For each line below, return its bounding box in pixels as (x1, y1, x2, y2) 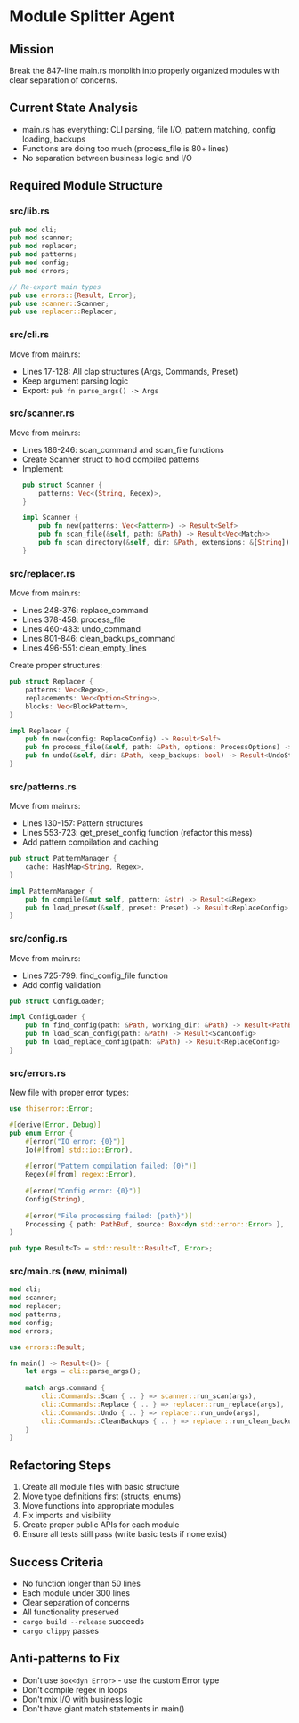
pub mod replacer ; (9, 242, 77, 251)
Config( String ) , (25, 1194, 86, 1203)
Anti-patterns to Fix (9, 1651, 121, 1666)
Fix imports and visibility (21, 1510, 112, 1521)
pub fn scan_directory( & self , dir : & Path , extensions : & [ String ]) (38, 538, 290, 547)
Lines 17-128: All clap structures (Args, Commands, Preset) (21, 366, 238, 376)
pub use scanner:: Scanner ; (9, 299, 109, 308)
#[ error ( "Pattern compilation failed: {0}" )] (25, 1161, 198, 1171)
